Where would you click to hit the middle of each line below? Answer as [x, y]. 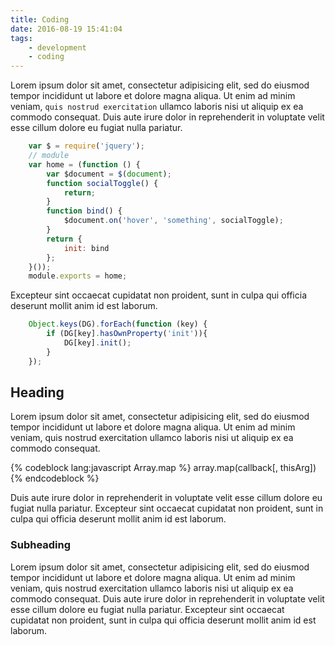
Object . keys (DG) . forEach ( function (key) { [118, 324]
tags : [21, 38]
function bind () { [84, 211]
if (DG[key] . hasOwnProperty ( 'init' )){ [127, 334]
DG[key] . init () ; [97, 343]
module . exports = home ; [78, 276]
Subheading [41, 545]
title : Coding [40, 19]
